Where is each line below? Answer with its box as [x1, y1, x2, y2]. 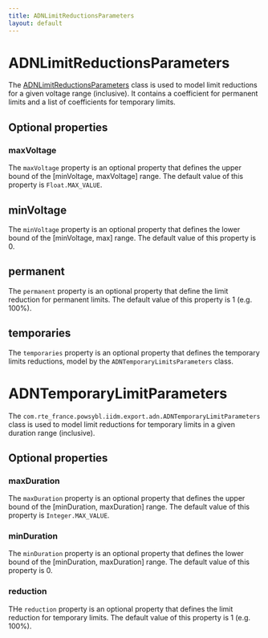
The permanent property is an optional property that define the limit [8, 286, 229, 295]
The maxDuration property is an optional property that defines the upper [8, 494, 246, 503]
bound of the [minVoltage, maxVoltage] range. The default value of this [8, 172, 243, 181]
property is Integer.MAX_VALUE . [8, 510, 110, 520]
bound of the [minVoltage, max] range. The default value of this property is [8, 233, 257, 242]
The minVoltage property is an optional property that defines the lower [8, 224, 241, 234]
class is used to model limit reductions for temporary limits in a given [8, 419, 235, 429]
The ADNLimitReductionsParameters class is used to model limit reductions [8, 80, 258, 90]
